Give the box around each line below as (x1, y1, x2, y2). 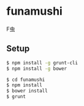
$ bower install (6, 88, 48, 94)
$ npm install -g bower (6, 66, 67, 72)
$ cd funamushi (6, 77, 45, 83)
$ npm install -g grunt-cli (6, 59, 78, 66)
